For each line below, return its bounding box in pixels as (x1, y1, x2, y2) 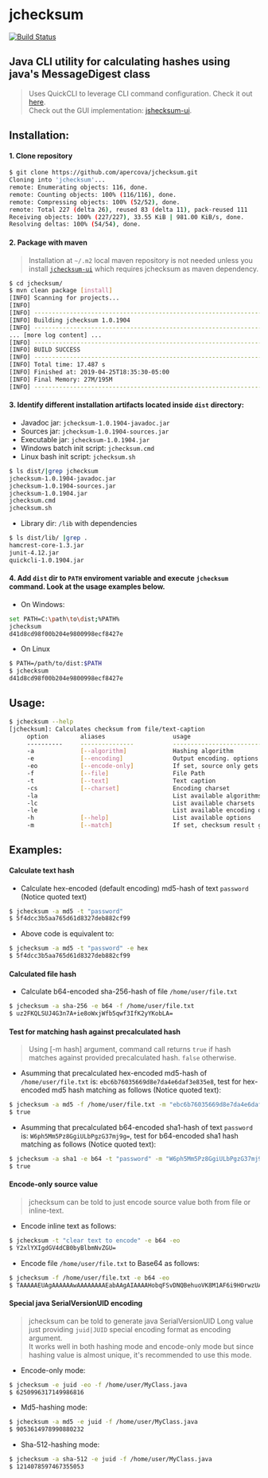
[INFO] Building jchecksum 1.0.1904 (9, 316, 130, 324)
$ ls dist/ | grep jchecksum (9, 467, 99, 475)
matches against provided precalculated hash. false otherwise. (28, 1053, 237, 1063)
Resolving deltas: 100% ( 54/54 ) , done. (9, 221, 142, 229)
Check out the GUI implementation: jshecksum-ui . (28, 105, 192, 115)
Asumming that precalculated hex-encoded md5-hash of (20, 1068, 208, 1078)
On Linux (20, 644, 51, 654)
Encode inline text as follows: (20, 1221, 117, 1230)
